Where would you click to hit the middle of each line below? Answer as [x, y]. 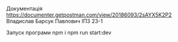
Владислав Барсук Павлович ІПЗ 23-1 [55, 21]
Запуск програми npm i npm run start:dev [59, 33]
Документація [25, 9]
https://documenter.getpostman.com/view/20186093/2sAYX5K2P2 [89, 15]
